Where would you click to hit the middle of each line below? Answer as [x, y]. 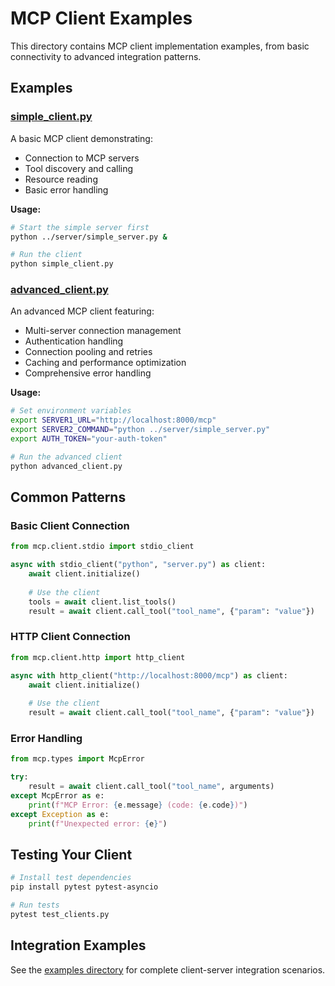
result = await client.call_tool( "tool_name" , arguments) [151, 787]
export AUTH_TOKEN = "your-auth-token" [89, 439]
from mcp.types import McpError [77, 759]
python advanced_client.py [66, 466]
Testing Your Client [71, 854]
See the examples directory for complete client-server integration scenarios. [168, 969]
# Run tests [35, 905]
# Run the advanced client [66, 457]
